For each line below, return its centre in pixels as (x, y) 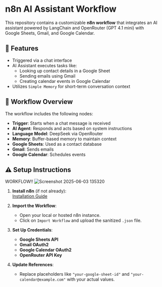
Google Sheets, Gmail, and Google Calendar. (50, 33)
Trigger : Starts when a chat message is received (61, 123)
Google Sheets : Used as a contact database (57, 144)
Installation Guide (30, 196)
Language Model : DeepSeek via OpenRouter (58, 133)
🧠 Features (22, 48)
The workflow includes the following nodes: (49, 113)
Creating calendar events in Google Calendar (65, 81)
